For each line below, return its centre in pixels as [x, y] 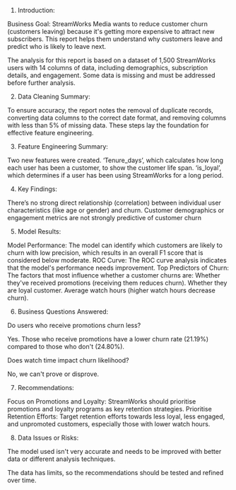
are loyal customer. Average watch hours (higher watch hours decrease [111, 290]
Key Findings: [37, 189]
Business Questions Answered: [63, 312]
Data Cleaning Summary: [54, 96]
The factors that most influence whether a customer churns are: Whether [114, 275]
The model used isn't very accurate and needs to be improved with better [114, 451]
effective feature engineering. [51, 133]
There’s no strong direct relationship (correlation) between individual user [114, 203]
